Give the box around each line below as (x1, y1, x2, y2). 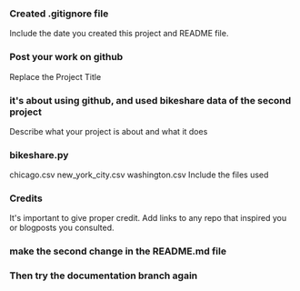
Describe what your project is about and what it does (9, 125, 208, 136)
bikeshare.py (9, 148, 69, 161)
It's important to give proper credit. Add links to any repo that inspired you (9, 213, 287, 224)
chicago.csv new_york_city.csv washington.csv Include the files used (9, 169, 269, 180)
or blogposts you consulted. (9, 222, 115, 234)
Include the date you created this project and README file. (9, 28, 229, 39)
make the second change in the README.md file (9, 245, 227, 257)
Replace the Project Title (9, 71, 102, 82)
